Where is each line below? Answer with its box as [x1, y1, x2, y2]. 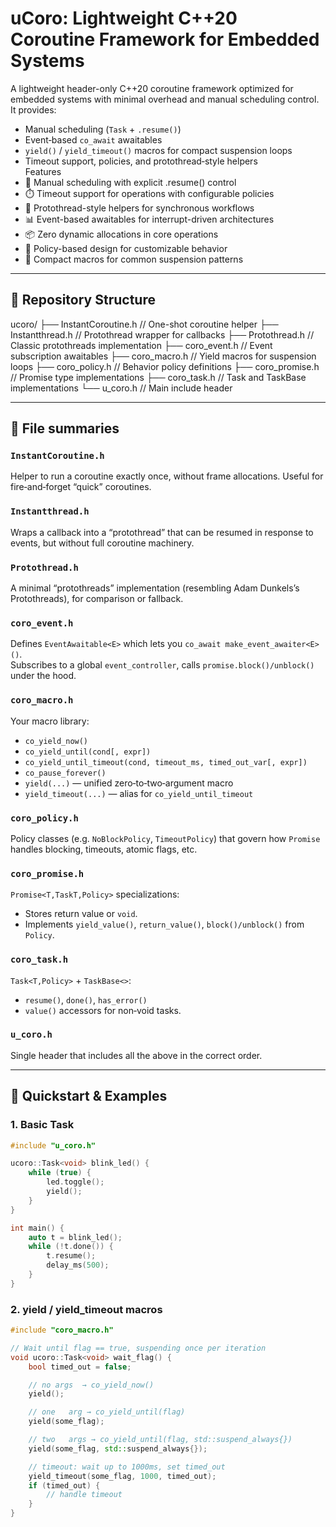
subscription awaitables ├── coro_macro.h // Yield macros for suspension [10, 350, 317, 362]
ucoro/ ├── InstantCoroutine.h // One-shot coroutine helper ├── [10, 318, 279, 330]
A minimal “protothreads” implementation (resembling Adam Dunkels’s [10, 582, 300, 594]
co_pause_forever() [24, 768, 107, 778]
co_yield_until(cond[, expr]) [24, 747, 152, 757]
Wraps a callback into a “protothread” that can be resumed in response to [10, 526, 314, 538]
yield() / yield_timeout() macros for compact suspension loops [24, 144, 293, 156]
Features [24, 165, 62, 177]
